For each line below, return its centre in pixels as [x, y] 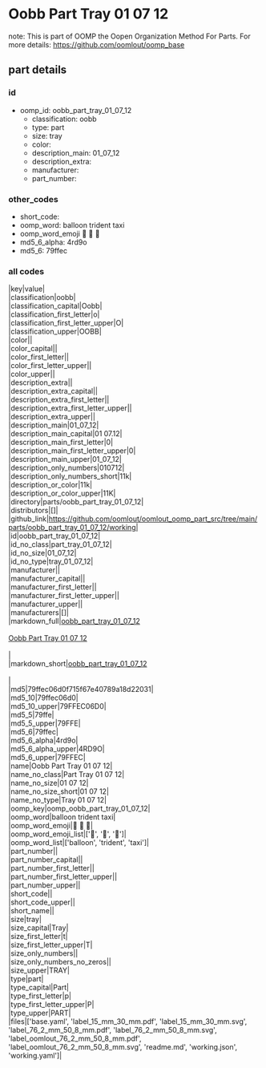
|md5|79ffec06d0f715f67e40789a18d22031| [81, 690]
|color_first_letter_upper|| [50, 366]
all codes [26, 271]
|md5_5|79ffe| [31, 715]
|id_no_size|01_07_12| [42, 553]
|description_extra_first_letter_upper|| [70, 408]
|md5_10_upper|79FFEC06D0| [57, 706]
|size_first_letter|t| [38, 937]
